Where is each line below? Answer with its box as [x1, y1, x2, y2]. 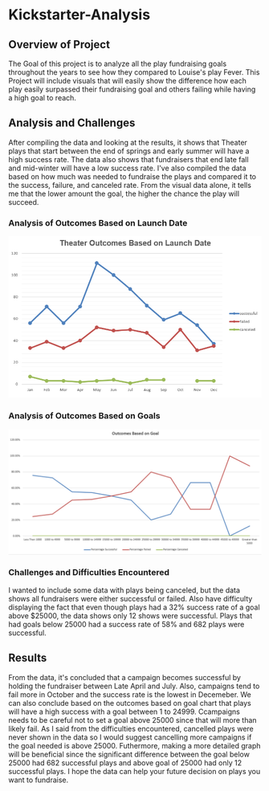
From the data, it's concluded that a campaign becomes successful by [8, 672, 241, 682]
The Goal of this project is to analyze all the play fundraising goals [8, 59, 227, 68]
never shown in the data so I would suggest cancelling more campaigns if [8, 732, 252, 742]
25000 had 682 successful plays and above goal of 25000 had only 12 [8, 757, 243, 768]
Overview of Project [8, 38, 111, 51]
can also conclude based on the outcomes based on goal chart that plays [8, 698, 251, 707]
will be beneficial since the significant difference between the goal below [8, 749, 251, 759]
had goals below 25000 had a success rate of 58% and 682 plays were [8, 619, 245, 629]
